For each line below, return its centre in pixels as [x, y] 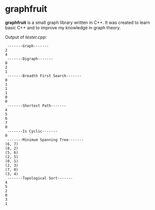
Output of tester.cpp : [26, 37]
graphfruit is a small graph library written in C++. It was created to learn [77, 22]
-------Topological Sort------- [40, 178]
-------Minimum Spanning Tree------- [45, 140]
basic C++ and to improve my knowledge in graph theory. [63, 27]
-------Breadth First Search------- [44, 76]
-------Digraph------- [30, 59]
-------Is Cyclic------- [32, 131]
